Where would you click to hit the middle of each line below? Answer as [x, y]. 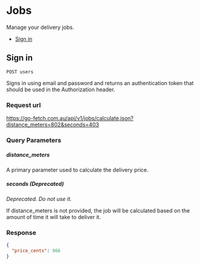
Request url [24, 105]
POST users [20, 72]
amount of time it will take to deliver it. [54, 217]
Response [21, 232]
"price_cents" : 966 [36, 251]
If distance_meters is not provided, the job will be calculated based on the [98, 210]
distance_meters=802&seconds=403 [53, 125]
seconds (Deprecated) [35, 184]
